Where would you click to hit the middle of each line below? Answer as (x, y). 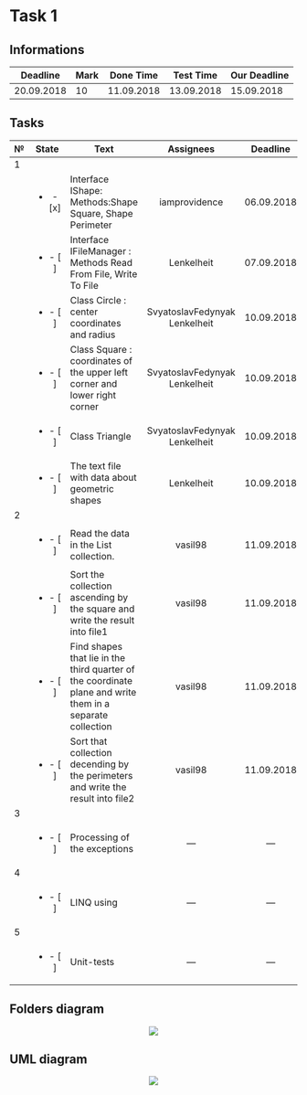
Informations (47, 50)
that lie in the (98, 657)
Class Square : (101, 349)
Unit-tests (92, 962)
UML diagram (48, 1060)
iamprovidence (191, 202)
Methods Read (101, 262)
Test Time (195, 75)
